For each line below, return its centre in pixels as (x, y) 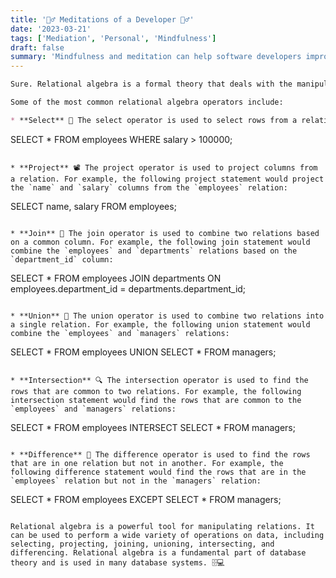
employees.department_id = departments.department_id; (128, 288)
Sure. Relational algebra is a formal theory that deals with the (151, 84)
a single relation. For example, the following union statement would (160, 324)
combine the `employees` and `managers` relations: (120, 333)
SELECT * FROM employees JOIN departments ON (116, 278)
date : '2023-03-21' (51, 29)
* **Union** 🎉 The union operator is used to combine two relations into (167, 316)
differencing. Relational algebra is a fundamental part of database (158, 552)
